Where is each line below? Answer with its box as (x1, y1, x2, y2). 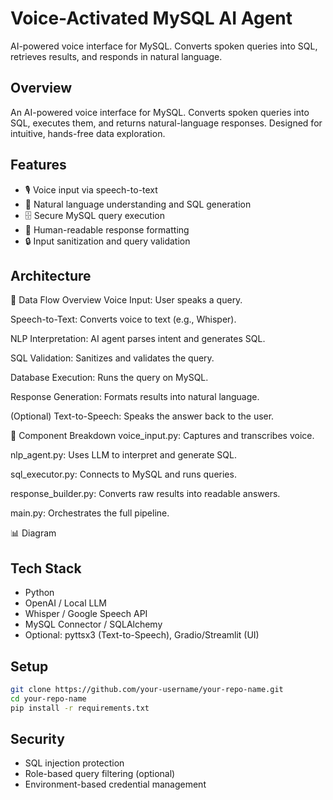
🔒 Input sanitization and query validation (24, 235, 191, 247)
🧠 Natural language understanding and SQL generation (24, 198, 252, 210)
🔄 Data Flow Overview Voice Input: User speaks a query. (10, 294, 243, 306)
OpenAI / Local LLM (24, 597, 107, 609)
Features (10, 157, 67, 174)
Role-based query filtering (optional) (24, 768, 176, 780)
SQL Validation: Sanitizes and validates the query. (10, 352, 215, 364)
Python (24, 587, 55, 599)
